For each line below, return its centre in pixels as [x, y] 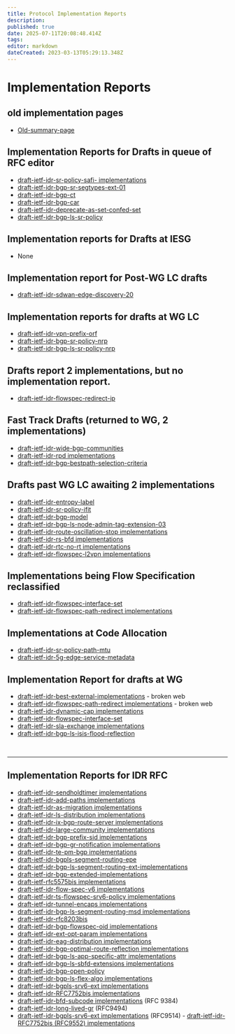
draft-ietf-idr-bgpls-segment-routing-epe [77, 859]
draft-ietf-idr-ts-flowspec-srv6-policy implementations [97, 896]
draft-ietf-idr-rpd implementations [66, 455]
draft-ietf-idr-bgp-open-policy [61, 971]
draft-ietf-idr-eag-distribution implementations [84, 941]
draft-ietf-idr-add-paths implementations [76, 799]
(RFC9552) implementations [94, 1023]
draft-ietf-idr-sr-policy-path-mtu [64, 650]
